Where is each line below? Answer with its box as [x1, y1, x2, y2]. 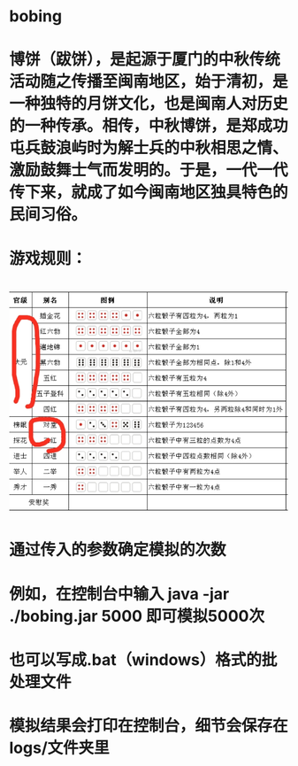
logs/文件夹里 [9, 738, 111, 758]
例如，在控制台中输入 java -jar [9, 584, 230, 604]
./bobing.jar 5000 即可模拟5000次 [9, 606, 265, 626]
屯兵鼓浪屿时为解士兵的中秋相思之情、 [9, 138, 289, 159]
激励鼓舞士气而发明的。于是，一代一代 [9, 160, 289, 181]
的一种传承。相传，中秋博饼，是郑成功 [9, 116, 289, 136]
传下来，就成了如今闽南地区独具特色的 [9, 182, 289, 203]
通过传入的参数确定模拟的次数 [9, 540, 227, 560]
